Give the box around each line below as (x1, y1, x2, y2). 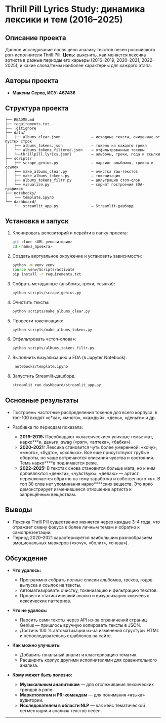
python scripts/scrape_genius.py (12, 290, 82, 295)
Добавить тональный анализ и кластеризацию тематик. (19, 651, 138, 657)
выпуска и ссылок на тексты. (19, 582, 82, 588)
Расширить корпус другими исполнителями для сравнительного (19, 657, 157, 663)
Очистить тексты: (12, 299, 50, 305)
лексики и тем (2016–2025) (5, 14, 123, 25)
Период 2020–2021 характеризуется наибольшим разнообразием (12, 534, 152, 540)
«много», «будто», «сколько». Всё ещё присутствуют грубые (19, 449, 150, 455)
